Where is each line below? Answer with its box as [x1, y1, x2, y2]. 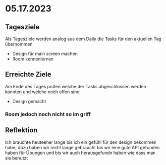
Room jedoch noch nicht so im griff [5, 110, 91, 117]
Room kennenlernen [12, 56, 54, 62]
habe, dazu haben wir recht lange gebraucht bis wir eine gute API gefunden [5, 144, 160, 150]
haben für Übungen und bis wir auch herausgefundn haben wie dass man [5, 150, 156, 156]
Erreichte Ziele [5, 70, 52, 79]
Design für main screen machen [12, 51, 78, 56]
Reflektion [5, 126, 38, 134]
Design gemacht [12, 98, 46, 104]
